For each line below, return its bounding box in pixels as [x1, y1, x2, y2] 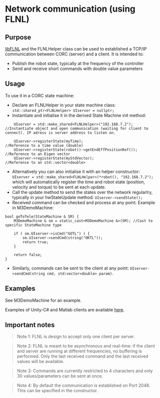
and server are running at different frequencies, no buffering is [16, 348, 142, 354]
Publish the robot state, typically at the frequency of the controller [12, 61, 144, 66]
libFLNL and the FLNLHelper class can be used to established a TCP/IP [5, 46, 147, 52]
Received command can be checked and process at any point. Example [12, 199, 155, 205]
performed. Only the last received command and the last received [16, 353, 149, 359]
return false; [14, 252, 42, 257]
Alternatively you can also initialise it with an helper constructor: [12, 169, 140, 174]
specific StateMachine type [5, 223, 62, 227]
